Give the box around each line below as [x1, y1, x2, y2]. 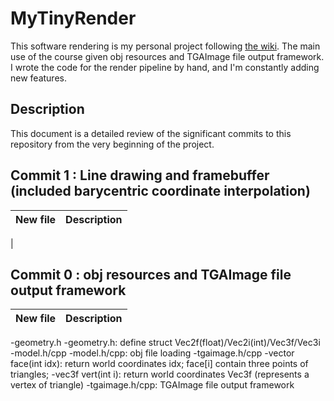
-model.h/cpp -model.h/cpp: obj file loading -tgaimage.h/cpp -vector [10, 347, 295, 359]
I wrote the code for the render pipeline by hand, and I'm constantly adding [10, 61, 320, 73]
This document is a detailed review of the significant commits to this [10, 127, 292, 139]
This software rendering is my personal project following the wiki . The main [10, 40, 321, 52]
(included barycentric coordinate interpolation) [10, 183, 311, 200]
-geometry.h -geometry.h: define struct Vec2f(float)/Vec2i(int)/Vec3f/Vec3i [10, 337, 321, 349]
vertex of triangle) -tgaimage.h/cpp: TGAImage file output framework [10, 379, 295, 391]
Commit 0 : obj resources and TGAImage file [10, 266, 292, 283]
